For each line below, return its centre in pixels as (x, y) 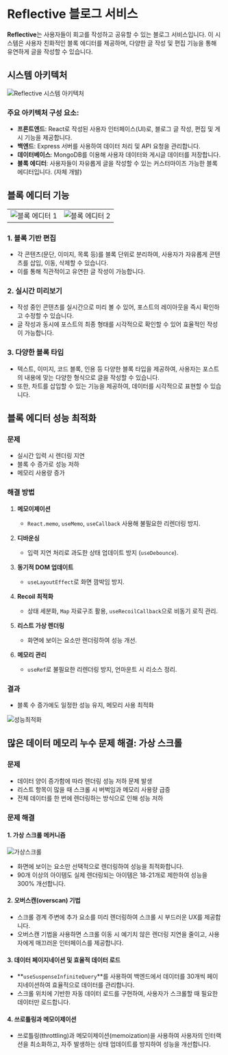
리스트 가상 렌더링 (41, 625)
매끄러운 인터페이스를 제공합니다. (79, 943)
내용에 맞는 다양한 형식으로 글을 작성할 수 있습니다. (92, 377)
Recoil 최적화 (35, 596)
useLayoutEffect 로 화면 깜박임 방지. (76, 582)
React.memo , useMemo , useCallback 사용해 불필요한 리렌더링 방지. (114, 523)
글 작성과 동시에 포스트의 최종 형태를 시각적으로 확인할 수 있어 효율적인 (111, 324)
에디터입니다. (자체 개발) (49, 172)
